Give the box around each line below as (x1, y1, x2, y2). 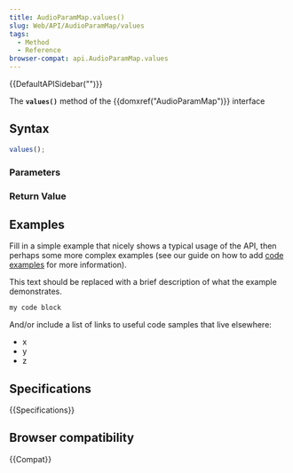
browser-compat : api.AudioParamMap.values (9, 54, 169, 63)
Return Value (9, 190, 67, 202)
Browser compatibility (9, 430, 135, 445)
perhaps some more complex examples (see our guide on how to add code (9, 250, 284, 261)
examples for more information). (9, 259, 127, 271)
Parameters (9, 166, 60, 178)
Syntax (9, 122, 50, 137)
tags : (9, 29, 29, 38)
